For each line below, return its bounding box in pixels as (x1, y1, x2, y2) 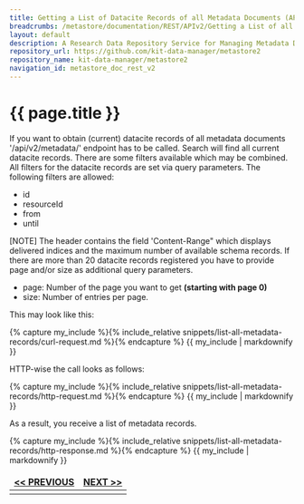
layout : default (9, 30, 71, 39)
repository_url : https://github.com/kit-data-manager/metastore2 (9, 47, 261, 56)
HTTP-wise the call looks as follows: (9, 363, 145, 374)
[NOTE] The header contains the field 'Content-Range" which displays (9, 235, 271, 246)
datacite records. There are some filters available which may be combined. (9, 151, 288, 163)
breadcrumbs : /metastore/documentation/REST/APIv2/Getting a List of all (9, 22, 294, 31)
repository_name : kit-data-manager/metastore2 (9, 55, 188, 64)
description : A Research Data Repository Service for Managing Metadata (9, 38, 290, 48)
